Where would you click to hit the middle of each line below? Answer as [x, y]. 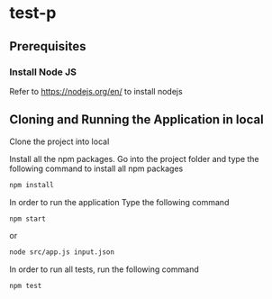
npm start [28, 219]
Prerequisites [48, 46]
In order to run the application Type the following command [119, 202]
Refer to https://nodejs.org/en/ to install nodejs [96, 91]
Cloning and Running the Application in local [136, 120]
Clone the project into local [59, 141]
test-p [33, 13]
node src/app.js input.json [62, 252]
